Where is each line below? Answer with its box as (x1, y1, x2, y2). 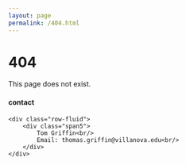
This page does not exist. (8, 79, 91, 89)
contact (8, 98, 35, 107)
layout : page (8, 11, 52, 20)
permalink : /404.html (8, 19, 80, 27)
